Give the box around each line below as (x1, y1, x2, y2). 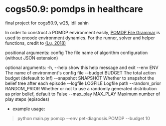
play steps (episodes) (5, 96, 50, 102)
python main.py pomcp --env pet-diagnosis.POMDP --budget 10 (17, 115, 151, 121)
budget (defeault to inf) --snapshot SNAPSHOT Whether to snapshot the (5, 75, 155, 81)
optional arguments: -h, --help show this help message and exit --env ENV (5, 64, 159, 70)
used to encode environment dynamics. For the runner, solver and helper (5, 35, 156, 41)
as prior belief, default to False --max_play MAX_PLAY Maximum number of (5, 91, 161, 97)
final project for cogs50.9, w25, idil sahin (5, 20, 89, 26)
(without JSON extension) (5, 55, 58, 61)
